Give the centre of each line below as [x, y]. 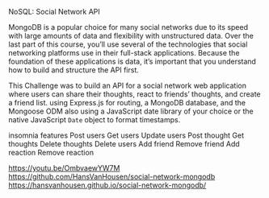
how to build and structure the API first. [74, 70]
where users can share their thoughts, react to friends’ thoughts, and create [134, 94]
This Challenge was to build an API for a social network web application [127, 85]
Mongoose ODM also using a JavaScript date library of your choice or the [131, 111]
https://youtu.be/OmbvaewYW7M [64, 168]
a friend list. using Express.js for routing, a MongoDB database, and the [127, 103]
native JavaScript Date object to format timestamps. [95, 120]
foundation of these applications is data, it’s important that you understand [132, 61]
